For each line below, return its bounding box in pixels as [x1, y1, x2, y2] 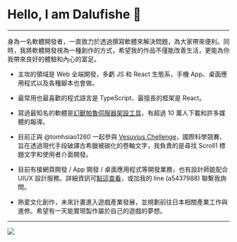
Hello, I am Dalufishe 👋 [7, 6, 142, 23]
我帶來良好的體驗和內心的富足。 [7, 54, 100, 63]
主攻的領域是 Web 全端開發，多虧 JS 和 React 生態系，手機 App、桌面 [17, 70, 221, 78]
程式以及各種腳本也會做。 [23, 78, 99, 87]
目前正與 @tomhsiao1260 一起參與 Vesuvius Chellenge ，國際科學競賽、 [17, 132, 226, 140]
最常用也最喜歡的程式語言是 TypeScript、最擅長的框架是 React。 [17, 93, 206, 102]
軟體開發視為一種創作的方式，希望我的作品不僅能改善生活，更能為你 [31, 46, 230, 54]
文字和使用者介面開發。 [23, 150, 92, 158]
